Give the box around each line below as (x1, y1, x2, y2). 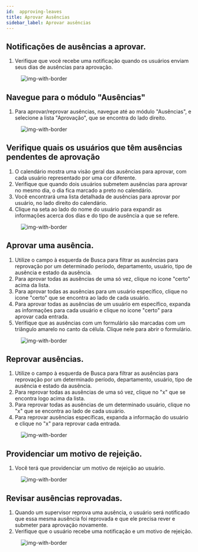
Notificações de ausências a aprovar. (6, 41, 146, 52)
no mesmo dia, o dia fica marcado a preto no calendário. (14, 187, 152, 194)
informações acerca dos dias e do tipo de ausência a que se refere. (14, 211, 179, 219)
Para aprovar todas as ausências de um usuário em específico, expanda (14, 300, 191, 307)
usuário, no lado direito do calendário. (14, 199, 108, 206)
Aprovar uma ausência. (6, 240, 94, 251)
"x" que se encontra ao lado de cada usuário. (14, 407, 126, 415)
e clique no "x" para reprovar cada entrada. (14, 420, 121, 427)
